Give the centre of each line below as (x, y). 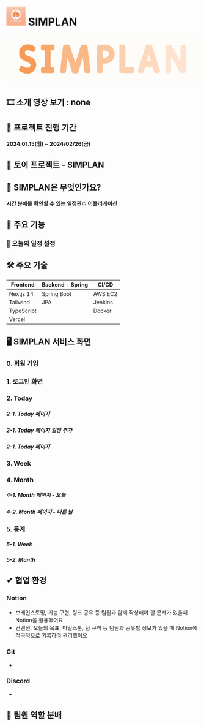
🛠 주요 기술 (27, 266)
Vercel (17, 319)
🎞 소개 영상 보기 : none (49, 102)
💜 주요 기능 (26, 225)
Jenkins (103, 302)
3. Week (19, 463)
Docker (102, 311)
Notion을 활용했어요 (39, 620)
